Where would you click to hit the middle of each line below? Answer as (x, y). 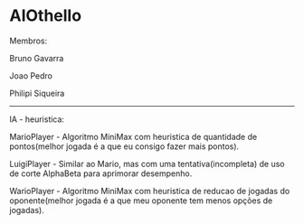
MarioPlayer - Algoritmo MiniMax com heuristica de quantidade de (133, 136)
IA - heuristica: (37, 119)
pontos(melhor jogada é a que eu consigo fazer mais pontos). (124, 146)
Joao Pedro (31, 75)
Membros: (28, 41)
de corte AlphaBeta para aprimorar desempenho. (101, 173)
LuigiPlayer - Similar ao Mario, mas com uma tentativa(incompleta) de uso (147, 163)
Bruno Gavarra (37, 58)
